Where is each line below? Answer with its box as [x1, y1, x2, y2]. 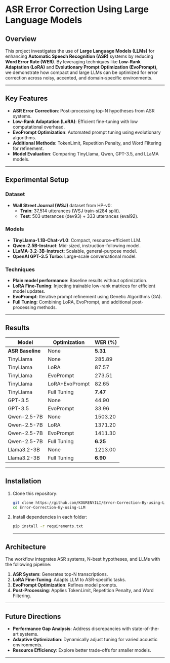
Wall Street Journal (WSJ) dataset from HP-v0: [12, 202, 112, 208]
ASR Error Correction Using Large [5, 4, 149, 15]
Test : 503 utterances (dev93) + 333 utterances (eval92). [20, 213, 139, 219]
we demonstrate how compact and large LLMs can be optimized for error [5, 69, 158, 75]
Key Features [5, 94, 48, 103]
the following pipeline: [5, 561, 52, 568]
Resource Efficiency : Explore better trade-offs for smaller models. [12, 647, 152, 653]
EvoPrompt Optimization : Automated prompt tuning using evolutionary [12, 129, 161, 135]
